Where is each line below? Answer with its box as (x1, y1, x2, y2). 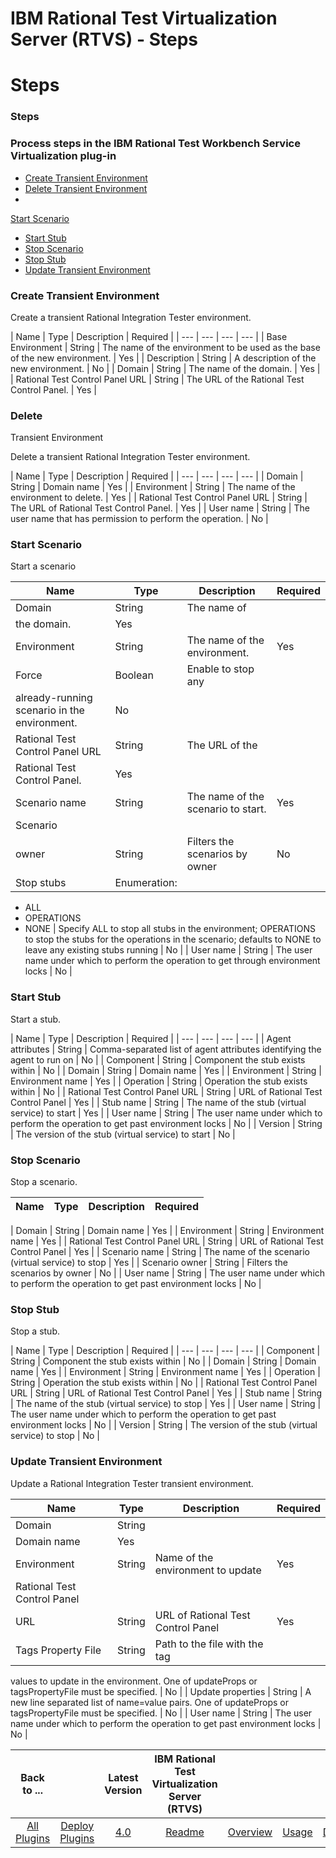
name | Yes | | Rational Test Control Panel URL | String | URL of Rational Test (10, 1235, 324, 1247)
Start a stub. (10, 1013, 62, 1025)
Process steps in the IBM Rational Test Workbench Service (10, 137, 301, 151)
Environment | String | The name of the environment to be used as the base (10, 341, 321, 353)
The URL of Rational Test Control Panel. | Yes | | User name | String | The (10, 502, 310, 514)
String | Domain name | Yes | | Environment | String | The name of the (10, 481, 296, 493)
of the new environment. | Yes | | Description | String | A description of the (10, 352, 317, 364)
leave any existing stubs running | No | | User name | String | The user (24, 944, 313, 956)
